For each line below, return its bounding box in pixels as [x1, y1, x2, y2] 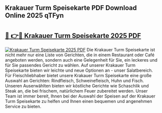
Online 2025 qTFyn [5, 12, 64, 20]
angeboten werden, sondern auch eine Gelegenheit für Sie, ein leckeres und [5, 57, 158, 63]
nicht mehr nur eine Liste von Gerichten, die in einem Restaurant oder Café [5, 52, 155, 58]
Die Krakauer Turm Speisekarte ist [86, 47, 155, 52]
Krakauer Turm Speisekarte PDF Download [5, 4, 137, 12]
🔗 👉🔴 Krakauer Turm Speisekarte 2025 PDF [5, 32, 142, 40]
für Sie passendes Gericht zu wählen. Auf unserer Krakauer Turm [5, 63, 136, 68]
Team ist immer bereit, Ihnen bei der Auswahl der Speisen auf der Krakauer [5, 93, 156, 99]
